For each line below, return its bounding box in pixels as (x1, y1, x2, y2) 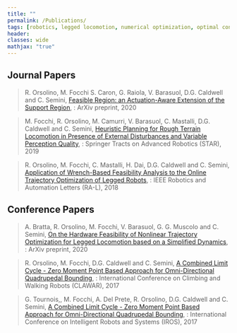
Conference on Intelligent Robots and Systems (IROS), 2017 (24, 317, 197, 326)
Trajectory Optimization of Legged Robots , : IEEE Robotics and (24, 175, 207, 184)
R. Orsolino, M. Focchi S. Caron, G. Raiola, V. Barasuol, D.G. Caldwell (24, 88, 224, 96)
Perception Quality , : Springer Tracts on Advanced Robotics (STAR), (24, 139, 222, 148)
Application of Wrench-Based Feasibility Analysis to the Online (24, 168, 207, 177)
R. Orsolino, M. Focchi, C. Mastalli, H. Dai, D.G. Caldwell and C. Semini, (24, 160, 230, 169)
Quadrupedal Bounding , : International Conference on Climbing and (24, 274, 221, 282)
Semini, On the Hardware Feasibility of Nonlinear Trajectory (24, 230, 197, 238)
